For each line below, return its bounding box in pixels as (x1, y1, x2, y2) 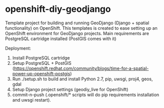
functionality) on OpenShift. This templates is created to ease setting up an (5, 25, 158, 31)
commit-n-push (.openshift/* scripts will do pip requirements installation (12, 92, 160, 98)
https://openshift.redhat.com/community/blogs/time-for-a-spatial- (14, 65, 149, 71)
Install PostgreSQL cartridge (12, 54, 70, 60)
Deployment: (5, 45, 31, 51)
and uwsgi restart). (12, 97, 51, 103)
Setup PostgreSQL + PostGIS (12, 60, 72, 66)
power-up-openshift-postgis (12, 70, 71, 76)
